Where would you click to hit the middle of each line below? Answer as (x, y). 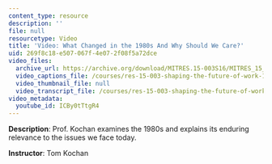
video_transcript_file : (55, 91)
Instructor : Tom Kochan (49, 153)
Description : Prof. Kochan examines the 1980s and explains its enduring (129, 129)
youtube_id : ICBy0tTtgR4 (57, 106)
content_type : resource (49, 16)
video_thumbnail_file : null (63, 83)
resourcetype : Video (43, 38)
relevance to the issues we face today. (72, 137)
